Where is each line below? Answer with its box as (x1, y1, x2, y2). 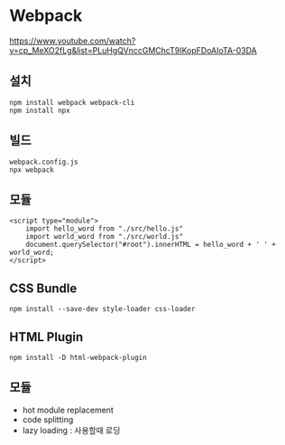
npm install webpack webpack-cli (9, 98, 135, 107)
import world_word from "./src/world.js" (25, 232, 183, 241)
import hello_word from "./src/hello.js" (25, 224, 183, 233)
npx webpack (9, 165, 54, 175)
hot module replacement (22, 404, 115, 415)
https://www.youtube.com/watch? (9, 35, 136, 46)
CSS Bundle (9, 280, 78, 296)
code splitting (22, 413, 74, 425)
